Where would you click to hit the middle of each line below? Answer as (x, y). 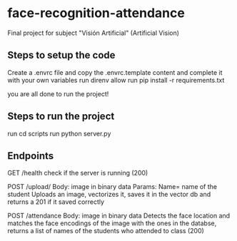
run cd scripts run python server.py (59, 133)
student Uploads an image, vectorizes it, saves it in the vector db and (109, 195)
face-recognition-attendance (96, 13)
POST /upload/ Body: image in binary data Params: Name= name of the (112, 187)
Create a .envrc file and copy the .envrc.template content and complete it (115, 72)
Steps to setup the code (61, 55)
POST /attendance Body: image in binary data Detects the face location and (119, 216)
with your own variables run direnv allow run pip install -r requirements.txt (116, 80)
